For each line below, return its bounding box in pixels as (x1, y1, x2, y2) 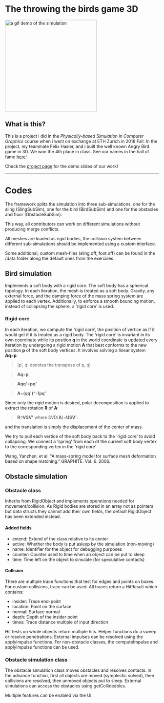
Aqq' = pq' (17, 381, 37, 387)
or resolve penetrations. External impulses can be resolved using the (5, 634, 143, 640)
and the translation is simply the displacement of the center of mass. (5, 424, 143, 430)
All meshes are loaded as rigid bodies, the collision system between (5, 235, 142, 241)
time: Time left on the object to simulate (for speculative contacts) (12, 557, 145, 562)
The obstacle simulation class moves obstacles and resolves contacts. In (5, 667, 152, 673)
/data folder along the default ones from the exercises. (5, 255, 115, 261)
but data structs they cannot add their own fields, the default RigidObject (5, 509, 152, 515)
